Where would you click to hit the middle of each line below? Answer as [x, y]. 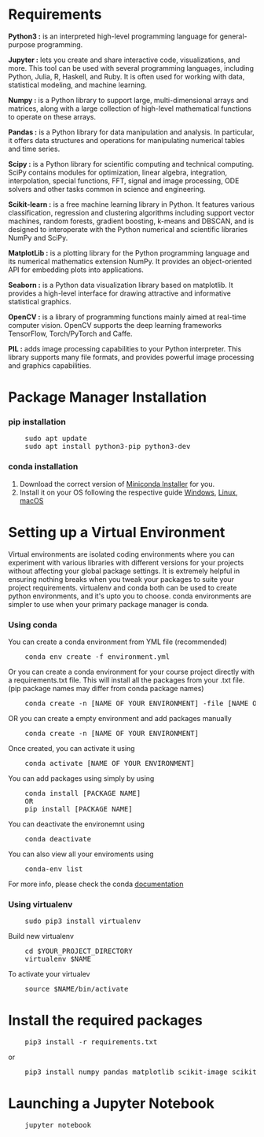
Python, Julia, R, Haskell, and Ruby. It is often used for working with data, [126, 76]
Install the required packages [105, 1021]
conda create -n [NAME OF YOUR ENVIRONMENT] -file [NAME [137, 703]
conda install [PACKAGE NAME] [83, 793]
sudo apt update [56, 439]
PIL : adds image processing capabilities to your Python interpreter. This [125, 348]
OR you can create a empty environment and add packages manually [120, 718]
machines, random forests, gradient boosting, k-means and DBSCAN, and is [131, 221]
